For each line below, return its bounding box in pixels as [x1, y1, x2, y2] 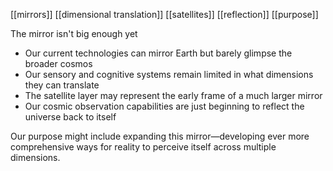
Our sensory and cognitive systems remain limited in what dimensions [24, 69, 314, 80]
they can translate [24, 79, 100, 91]
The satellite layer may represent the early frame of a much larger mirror [24, 90, 323, 101]
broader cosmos [24, 58, 93, 69]
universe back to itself [24, 111, 117, 123]
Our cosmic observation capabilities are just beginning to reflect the [24, 100, 305, 112]
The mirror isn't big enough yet [10, 28, 138, 39]
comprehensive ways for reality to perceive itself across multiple [10, 141, 277, 153]
